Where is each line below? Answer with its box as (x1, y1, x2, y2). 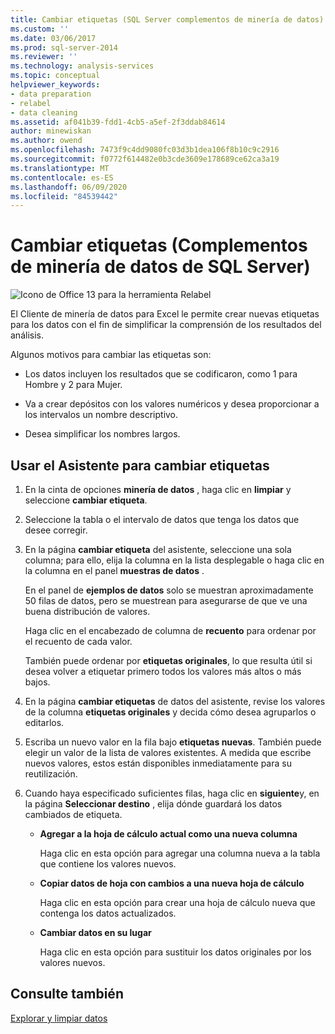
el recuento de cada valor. (24, 636, 133, 647)
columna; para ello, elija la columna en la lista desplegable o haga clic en (24, 554, 325, 566)
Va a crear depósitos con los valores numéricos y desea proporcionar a (24, 398, 320, 410)
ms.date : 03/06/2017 (10, 33, 97, 43)
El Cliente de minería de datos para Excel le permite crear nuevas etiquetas (10, 308, 320, 320)
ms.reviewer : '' (10, 52, 78, 62)
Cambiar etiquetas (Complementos (10, 234, 308, 257)
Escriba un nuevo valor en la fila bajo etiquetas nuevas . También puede (24, 736, 322, 748)
